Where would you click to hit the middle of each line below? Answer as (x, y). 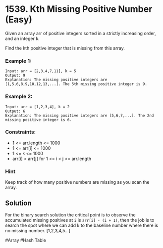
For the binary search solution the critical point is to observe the (70, 215)
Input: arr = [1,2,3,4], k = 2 (37, 107)
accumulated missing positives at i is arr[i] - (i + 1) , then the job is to (80, 220)
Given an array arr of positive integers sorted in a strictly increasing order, (81, 33)
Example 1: (18, 61)
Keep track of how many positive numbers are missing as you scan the (77, 182)
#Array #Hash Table (26, 240)
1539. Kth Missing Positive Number (79, 9)
